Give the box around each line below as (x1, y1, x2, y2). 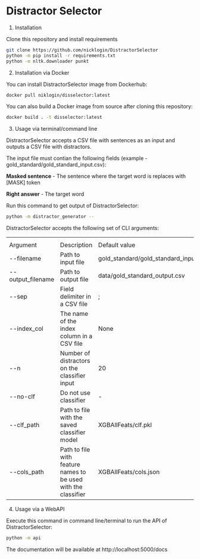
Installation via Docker (14, 69, 70, 76)
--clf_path (9, 421, 40, 429)
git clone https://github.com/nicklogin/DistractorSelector (6, 47, 159, 53)
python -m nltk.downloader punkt (6, 58, 89, 64)
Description (60, 241, 93, 249)
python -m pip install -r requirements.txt (6, 53, 116, 59)
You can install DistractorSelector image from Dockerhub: (6, 81, 148, 88)
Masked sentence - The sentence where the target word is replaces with (6, 173, 186, 180)
